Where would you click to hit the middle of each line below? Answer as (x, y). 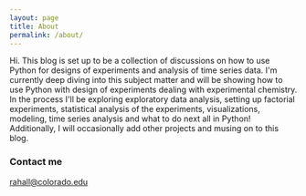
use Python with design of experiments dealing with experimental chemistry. (153, 90)
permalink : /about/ (47, 35)
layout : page (34, 18)
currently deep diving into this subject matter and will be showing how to (146, 80)
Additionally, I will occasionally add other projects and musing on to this (144, 129)
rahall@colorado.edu (49, 181)
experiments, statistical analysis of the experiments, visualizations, (135, 109)
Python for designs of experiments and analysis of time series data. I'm (143, 70)
